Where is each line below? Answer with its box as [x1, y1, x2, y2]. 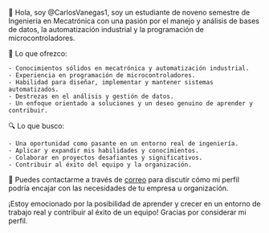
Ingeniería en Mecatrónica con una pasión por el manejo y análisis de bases [8, 16, 259, 26]
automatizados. [8, 85, 59, 93]
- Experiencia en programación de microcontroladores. [8, 72, 196, 80]
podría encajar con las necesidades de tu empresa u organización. [8, 183, 229, 193]
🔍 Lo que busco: [8, 121, 65, 130]
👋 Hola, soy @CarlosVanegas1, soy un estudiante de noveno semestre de [8, 8, 251, 17]
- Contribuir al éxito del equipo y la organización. [8, 161, 193, 169]
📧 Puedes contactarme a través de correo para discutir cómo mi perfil [8, 175, 239, 184]
